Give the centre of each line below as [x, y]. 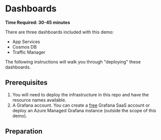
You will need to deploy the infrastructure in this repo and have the [80, 94]
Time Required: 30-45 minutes [38, 22]
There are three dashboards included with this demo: [59, 32]
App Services [26, 41]
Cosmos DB [25, 47]
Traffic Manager [29, 52]
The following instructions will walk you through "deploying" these [73, 62]
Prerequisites [26, 83]
